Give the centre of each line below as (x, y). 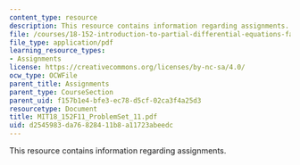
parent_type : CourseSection (62, 92)
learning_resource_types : (57, 51)
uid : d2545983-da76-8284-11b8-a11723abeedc (92, 126)
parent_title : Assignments (59, 84)
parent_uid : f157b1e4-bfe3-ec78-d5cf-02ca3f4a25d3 (105, 100)
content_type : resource (54, 17)
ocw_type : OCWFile (43, 76)
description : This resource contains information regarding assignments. (150, 26)
